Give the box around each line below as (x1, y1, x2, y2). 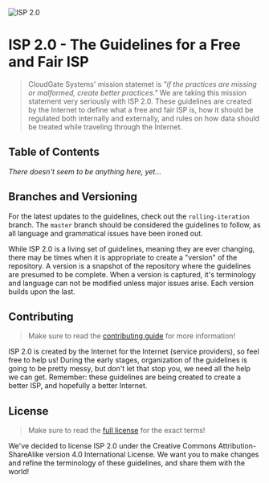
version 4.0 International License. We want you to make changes (45, 450, 259, 460)
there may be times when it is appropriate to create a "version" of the (8, 252, 238, 262)
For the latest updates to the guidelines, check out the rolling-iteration (8, 211, 251, 221)
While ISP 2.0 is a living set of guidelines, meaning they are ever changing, (8, 244, 255, 253)
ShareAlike (8, 450, 44, 460)
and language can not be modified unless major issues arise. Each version (8, 278, 255, 288)
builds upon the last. (8, 286, 76, 297)
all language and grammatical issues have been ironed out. (8, 228, 203, 238)
